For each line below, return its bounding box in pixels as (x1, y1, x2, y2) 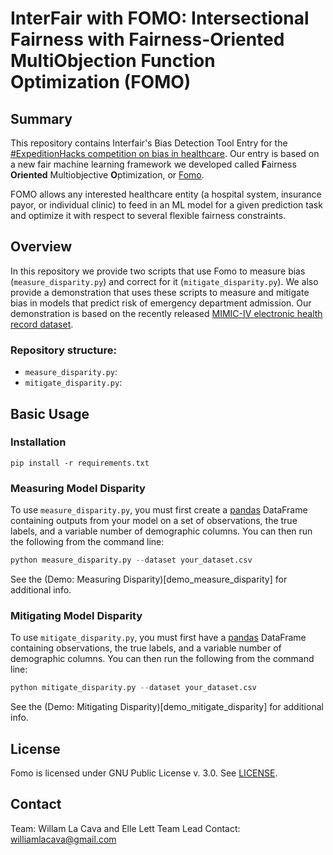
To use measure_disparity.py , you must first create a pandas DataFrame (10, 504, 308, 516)
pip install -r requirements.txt (10, 458, 150, 468)
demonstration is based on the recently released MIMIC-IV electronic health (10, 307, 323, 319)
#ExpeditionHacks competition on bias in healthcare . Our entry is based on (10, 148, 320, 159)
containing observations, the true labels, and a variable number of (10, 642, 282, 654)
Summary (10, 110, 73, 127)
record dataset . (10, 318, 74, 330)
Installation (10, 435, 67, 449)
